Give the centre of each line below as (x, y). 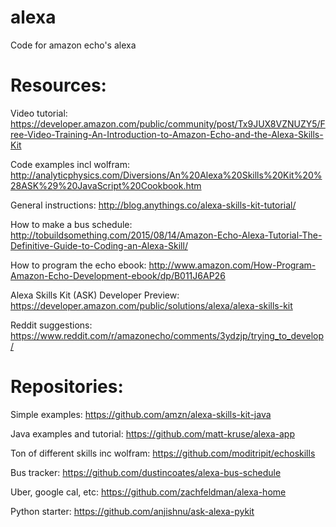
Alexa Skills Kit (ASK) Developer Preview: (95, 295)
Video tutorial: (39, 113)
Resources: (58, 85)
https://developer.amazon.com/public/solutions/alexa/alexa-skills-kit (151, 305)
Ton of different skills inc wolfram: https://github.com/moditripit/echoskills (163, 453)
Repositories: (67, 387)
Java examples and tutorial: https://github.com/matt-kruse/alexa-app (152, 433)
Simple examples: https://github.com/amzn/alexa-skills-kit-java (141, 414)
